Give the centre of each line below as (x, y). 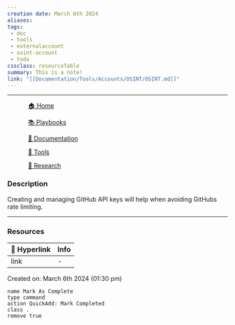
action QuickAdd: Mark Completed (56, 303)
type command (26, 297)
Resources (26, 231)
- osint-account (34, 53)
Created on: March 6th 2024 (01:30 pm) (65, 278)
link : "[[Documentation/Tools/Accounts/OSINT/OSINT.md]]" (93, 79)
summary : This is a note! (45, 72)
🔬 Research (44, 166)
